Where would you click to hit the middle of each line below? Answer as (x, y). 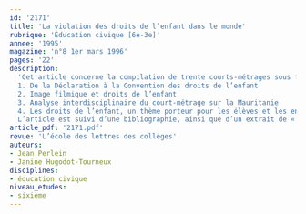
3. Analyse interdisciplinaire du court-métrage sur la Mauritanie (148, 102)
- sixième (28, 196)
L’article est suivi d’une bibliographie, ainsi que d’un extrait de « (157, 119)
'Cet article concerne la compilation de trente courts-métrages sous (154, 77)
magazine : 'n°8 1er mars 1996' (69, 52)
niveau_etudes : (38, 188)
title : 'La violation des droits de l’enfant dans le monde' (128, 26)
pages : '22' (32, 60)
